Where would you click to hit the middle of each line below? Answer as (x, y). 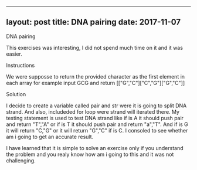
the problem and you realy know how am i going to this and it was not (90, 154)
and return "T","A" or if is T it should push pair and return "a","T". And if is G (97, 124)
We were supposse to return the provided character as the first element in (96, 76)
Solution (16, 94)
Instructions (21, 65)
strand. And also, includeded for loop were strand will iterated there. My (93, 111)
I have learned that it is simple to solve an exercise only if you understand (95, 148)
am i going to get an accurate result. (50, 137)
